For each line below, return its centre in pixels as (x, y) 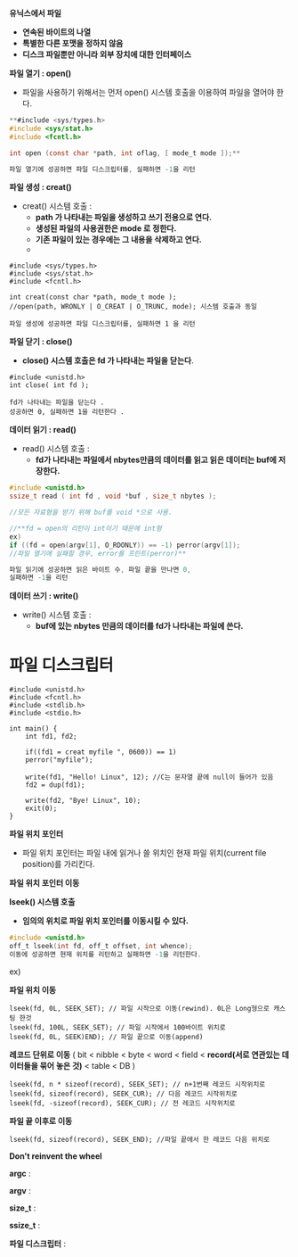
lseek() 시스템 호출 (42, 902)
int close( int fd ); (49, 385)
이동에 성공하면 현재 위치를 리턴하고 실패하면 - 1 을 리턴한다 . (105, 954)
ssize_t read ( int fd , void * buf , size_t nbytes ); (113, 496)
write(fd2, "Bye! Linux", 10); (83, 801)
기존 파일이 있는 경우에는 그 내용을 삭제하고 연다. (118, 240)
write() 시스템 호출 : (56, 615)
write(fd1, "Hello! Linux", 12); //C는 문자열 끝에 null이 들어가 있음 (149, 777)
